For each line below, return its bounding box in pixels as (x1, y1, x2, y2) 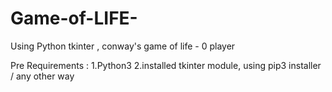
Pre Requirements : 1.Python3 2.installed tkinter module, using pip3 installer (10, 59, 322, 71)
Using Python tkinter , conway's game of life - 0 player (10, 40, 236, 52)
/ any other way (10, 70, 75, 82)
